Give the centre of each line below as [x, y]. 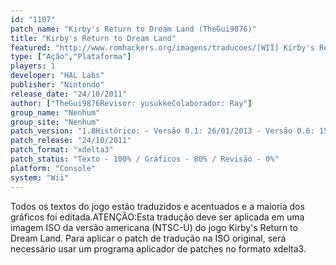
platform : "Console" [53, 168]
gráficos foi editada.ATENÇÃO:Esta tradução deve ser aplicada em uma [157, 217]
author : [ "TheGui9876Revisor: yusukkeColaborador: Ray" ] [131, 103]
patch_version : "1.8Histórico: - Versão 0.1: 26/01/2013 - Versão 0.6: [162, 131]
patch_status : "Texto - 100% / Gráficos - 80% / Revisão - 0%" [145, 159]
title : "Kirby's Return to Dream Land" [93, 38]
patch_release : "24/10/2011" [71, 141]
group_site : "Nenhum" [55, 122]
